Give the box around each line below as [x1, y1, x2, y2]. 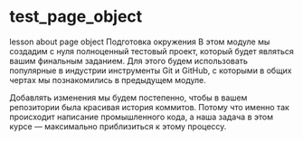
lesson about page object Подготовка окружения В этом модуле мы [9, 36, 270, 47]
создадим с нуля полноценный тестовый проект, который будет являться [9, 45, 294, 56]
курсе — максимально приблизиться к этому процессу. [9, 120, 227, 132]
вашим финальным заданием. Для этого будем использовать [9, 55, 249, 66]
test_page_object [9, 6, 143, 27]
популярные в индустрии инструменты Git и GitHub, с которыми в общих [9, 65, 292, 76]
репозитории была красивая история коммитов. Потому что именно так [9, 101, 289, 112]
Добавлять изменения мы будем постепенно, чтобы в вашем [9, 92, 248, 103]
